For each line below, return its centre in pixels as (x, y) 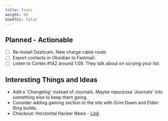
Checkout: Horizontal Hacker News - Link (56, 113)
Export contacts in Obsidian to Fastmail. (54, 58)
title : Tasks (19, 10)
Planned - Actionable (39, 40)
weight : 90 (17, 15)
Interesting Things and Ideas (51, 80)
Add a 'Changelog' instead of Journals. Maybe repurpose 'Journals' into (88, 92)
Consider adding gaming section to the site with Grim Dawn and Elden (86, 103)
